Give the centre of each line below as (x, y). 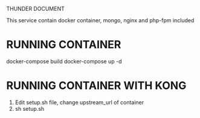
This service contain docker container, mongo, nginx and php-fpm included (100, 20)
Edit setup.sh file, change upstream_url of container (79, 102)
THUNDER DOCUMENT (35, 9)
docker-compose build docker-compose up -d (64, 61)
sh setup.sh (30, 108)
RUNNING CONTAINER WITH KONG (96, 86)
